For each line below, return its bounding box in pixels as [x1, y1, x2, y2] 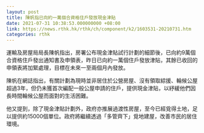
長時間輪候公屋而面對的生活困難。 [6, 92, 92, 100]
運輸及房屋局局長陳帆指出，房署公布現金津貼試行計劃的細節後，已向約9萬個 [6, 49, 196, 56]
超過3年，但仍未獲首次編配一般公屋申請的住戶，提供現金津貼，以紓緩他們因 [6, 84, 196, 92]
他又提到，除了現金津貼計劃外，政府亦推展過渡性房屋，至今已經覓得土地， [6, 105, 192, 112]
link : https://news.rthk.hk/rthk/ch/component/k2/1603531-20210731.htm [6, 26, 191, 32]
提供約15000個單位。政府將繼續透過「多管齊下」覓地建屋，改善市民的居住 [11, 113, 197, 120]
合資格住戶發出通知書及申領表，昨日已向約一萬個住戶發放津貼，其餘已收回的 [6, 56, 198, 64]
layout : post [6, 9, 39, 15]
